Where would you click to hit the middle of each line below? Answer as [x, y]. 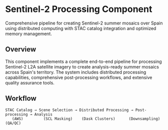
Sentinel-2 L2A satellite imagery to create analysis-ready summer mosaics [82, 66]
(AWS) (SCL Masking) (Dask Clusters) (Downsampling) [86, 118]
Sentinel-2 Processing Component [79, 9]
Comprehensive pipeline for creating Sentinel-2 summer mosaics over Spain [84, 23]
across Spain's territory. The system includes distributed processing [76, 72]
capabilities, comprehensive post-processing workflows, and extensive [79, 77]
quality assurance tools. [30, 82]
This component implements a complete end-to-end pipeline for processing [83, 61]
